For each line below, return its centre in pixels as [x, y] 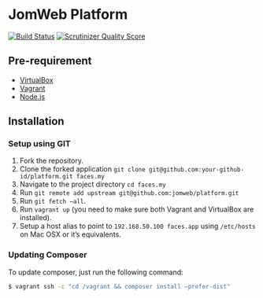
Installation [36, 121]
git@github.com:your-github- [196, 170]
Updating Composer [48, 255]
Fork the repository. [52, 161]
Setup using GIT [39, 144]
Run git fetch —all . [53, 201]
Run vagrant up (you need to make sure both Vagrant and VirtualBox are [137, 209]
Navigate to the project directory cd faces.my [93, 184]
